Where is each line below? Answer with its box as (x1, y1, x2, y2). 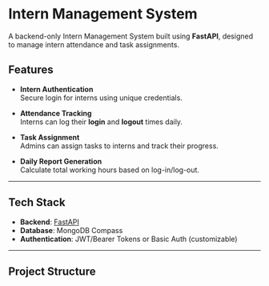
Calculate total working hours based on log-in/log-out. (19, 165, 200, 175)
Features (8, 63, 54, 77)
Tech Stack (8, 195, 66, 209)
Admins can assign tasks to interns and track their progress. (19, 141, 219, 151)
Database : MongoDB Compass (19, 225, 123, 235)
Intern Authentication (19, 84, 94, 94)
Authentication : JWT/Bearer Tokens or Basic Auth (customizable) (19, 234, 238, 244)
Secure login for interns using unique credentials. (19, 93, 183, 103)
